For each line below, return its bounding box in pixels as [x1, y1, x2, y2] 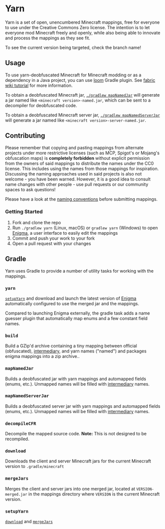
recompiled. [5, 436, 30, 442]
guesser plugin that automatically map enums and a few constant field [5, 315, 148, 321]
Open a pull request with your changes [12, 240, 91, 247]
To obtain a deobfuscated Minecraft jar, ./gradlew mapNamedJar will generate [5, 92, 160, 98]
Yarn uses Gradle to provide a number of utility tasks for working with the [5, 268, 154, 274]
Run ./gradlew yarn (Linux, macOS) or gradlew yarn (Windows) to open [12, 225, 158, 231]
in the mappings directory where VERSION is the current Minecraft [28, 491, 160, 497]
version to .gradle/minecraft [5, 463, 64, 469]
